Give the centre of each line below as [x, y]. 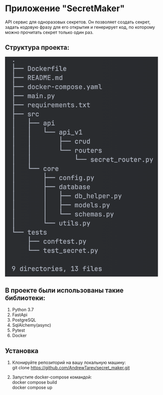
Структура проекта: [37, 47]
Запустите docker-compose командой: [52, 377]
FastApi [20, 315]
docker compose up [32, 387]
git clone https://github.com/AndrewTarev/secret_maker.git [71, 367]
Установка [22, 351]
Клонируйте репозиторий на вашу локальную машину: [69, 362]
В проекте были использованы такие [64, 290]
